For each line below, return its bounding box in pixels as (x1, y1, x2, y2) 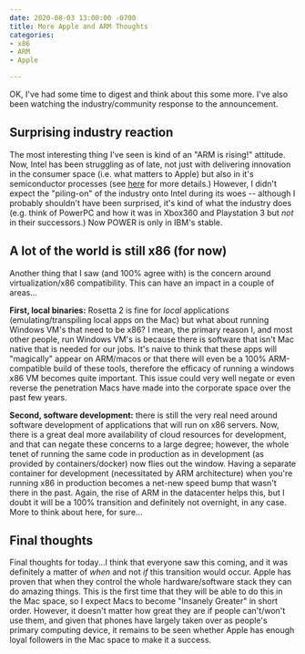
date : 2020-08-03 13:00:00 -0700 (9, 13, 137, 23)
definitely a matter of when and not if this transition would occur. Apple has (9, 566, 291, 577)
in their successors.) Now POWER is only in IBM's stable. (9, 216, 223, 228)
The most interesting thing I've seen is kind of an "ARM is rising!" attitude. (9, 149, 286, 160)
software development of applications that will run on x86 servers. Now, (9, 419, 280, 430)
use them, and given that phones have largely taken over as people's (9, 615, 268, 626)
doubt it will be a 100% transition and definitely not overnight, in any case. (9, 496, 287, 507)
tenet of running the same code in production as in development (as (9, 448, 264, 459)
